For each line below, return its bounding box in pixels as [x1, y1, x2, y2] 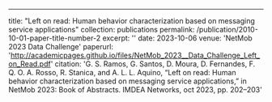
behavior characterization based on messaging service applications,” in [8, 76, 247, 86]
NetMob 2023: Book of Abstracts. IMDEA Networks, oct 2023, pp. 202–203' [8, 85, 263, 94]
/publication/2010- [196, 25, 259, 34]
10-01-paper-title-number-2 [8, 33, 101, 43]
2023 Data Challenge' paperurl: [8, 42, 113, 51]
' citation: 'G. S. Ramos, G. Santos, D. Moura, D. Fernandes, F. [50, 59, 256, 69]
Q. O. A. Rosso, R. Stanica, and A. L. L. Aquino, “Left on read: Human [8, 68, 236, 77]
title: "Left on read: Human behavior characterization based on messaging [8, 16, 255, 25]
